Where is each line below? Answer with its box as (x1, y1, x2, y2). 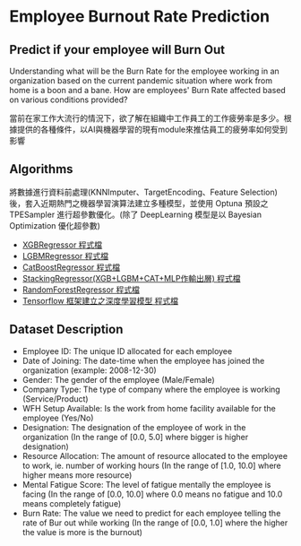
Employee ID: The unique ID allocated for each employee (21, 345, 233, 356)
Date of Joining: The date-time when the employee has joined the (21, 355, 265, 366)
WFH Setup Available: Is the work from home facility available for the (21, 403, 276, 413)
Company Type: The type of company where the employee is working (21, 384, 280, 394)
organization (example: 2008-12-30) (21, 365, 157, 376)
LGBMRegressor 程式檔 (21, 250, 109, 261)
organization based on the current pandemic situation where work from (9, 75, 273, 86)
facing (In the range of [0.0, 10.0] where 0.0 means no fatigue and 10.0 (21, 489, 283, 499)
